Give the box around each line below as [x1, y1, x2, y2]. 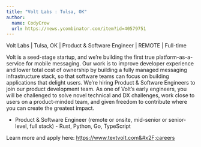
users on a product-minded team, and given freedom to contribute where [6, 98, 188, 106]
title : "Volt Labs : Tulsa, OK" [6, 8, 87, 15]
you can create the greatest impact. [6, 104, 95, 112]
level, [14, 122, 29, 130]
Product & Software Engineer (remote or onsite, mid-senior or [14, 116, 167, 124]
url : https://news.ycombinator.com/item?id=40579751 [11, 25, 146, 32]
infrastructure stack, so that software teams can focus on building [6, 73, 169, 80]
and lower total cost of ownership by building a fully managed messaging [6, 67, 187, 74]
